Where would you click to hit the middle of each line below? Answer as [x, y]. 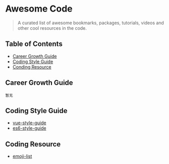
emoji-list [22, 156]
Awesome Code [39, 9]
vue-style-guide [29, 123]
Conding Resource [32, 67]
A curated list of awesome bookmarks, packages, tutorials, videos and [91, 23]
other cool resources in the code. [52, 28]
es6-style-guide [29, 128]
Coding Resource [33, 144]
